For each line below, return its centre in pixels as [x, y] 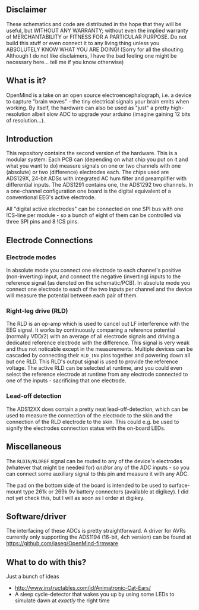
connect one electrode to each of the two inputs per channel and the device [99, 289]
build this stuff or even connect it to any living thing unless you [83, 43]
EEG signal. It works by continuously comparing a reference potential [91, 330]
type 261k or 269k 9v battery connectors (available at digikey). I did [106, 491]
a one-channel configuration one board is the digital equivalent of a [89, 191]
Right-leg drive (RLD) [37, 311]
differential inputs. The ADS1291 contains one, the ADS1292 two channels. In [100, 185]
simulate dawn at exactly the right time [62, 600]
